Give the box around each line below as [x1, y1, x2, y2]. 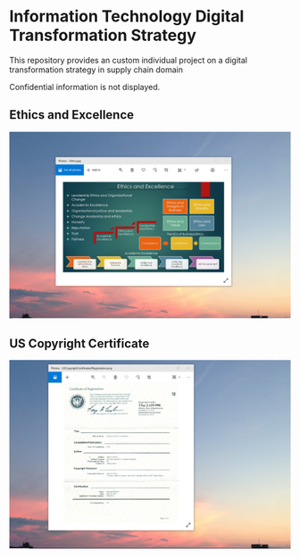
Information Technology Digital [9, 6, 245, 27]
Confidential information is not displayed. [9, 81, 161, 92]
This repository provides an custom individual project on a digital [9, 54, 248, 65]
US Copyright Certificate [9, 336, 150, 351]
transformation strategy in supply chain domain [9, 64, 183, 75]
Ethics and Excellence [9, 107, 135, 122]
